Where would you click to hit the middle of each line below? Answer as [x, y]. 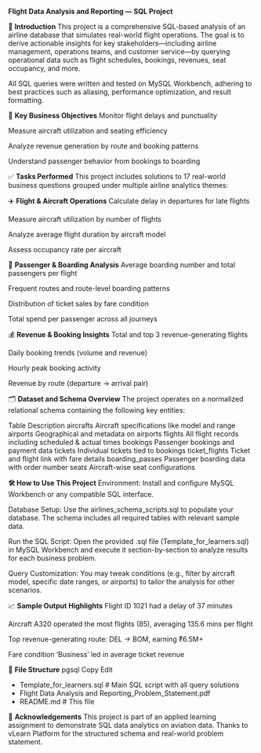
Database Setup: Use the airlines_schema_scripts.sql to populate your [121, 509]
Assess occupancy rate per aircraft [65, 250]
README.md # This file [57, 702]
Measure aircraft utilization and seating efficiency [88, 130]
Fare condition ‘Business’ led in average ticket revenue [96, 654]
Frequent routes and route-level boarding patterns [89, 288]
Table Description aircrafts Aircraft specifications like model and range [122, 425]
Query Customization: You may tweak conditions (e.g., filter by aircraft [121, 573]
